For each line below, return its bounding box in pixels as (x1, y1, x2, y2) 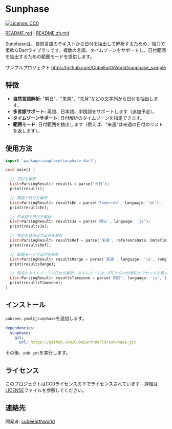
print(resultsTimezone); (10, 281, 63, 286)
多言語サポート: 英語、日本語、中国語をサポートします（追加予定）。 (12, 108, 157, 115)
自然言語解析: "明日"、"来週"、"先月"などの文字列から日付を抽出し (12, 96, 154, 102)
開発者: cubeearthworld (5, 418, 55, 424)
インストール (5, 301, 46, 309)
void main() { (5, 167, 36, 173)
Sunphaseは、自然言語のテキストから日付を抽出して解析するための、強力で (5, 41, 165, 47)
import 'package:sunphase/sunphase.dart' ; (5, 158, 97, 163)
